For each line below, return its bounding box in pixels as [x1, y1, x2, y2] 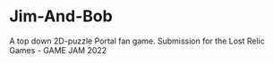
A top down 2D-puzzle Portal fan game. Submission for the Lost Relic [9, 35, 266, 46]
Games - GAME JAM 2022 [9, 44, 107, 55]
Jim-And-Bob [9, 6, 114, 27]
